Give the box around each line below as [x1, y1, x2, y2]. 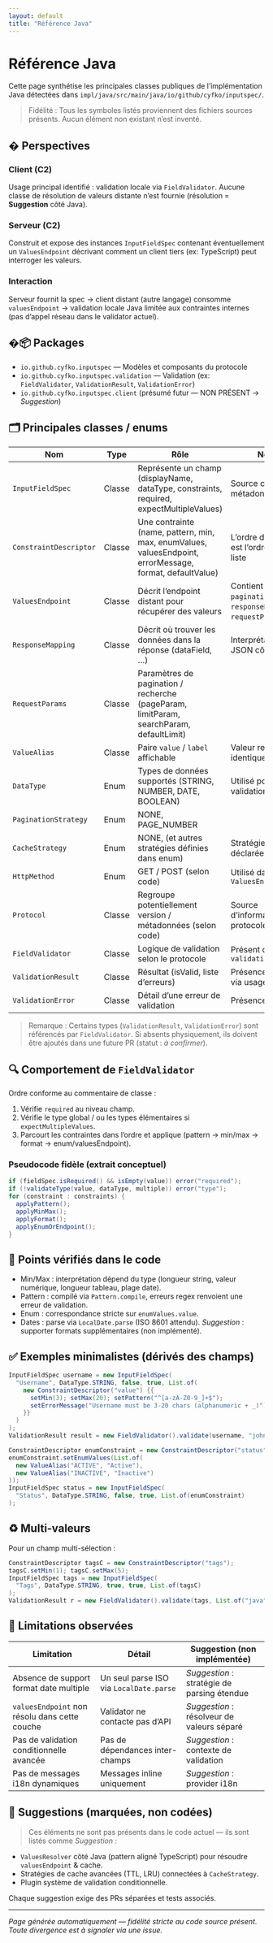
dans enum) [137, 852, 184, 864]
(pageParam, [137, 698, 188, 709]
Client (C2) [8, 163, 53, 175]
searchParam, [137, 718, 191, 730]
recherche [137, 688, 177, 700]
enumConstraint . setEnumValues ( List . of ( [8, 1454, 144, 1462]
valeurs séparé [185, 1720, 243, 1732]
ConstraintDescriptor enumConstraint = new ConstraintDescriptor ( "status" [8, 1446, 267, 1455]
